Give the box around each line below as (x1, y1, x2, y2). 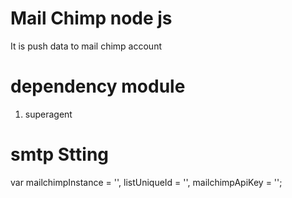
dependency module (10, 75, 186, 98)
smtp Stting (10, 143, 110, 166)
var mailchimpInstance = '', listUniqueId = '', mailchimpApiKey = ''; (10, 176, 283, 188)
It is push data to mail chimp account (10, 40, 162, 52)
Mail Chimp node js (10, 7, 173, 30)
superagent (24, 108, 73, 120)
